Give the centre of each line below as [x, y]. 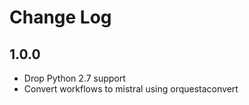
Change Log [60, 17]
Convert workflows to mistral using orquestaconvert [131, 89]
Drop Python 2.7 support [74, 78]
